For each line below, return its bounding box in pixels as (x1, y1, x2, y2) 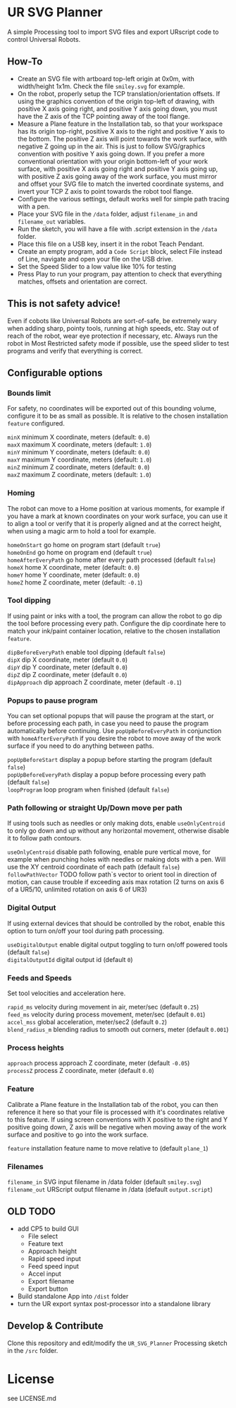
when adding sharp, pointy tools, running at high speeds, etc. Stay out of (7, 324, 219, 332)
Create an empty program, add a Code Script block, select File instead (17, 247, 223, 255)
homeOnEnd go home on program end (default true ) (7, 548, 153, 556)
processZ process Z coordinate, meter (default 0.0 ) (7, 1067, 155, 1075)
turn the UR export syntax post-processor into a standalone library (17, 1299, 211, 1308)
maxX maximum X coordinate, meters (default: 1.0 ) (7, 440, 152, 449)
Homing (7, 488, 35, 498)
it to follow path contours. (7, 834, 82, 843)
